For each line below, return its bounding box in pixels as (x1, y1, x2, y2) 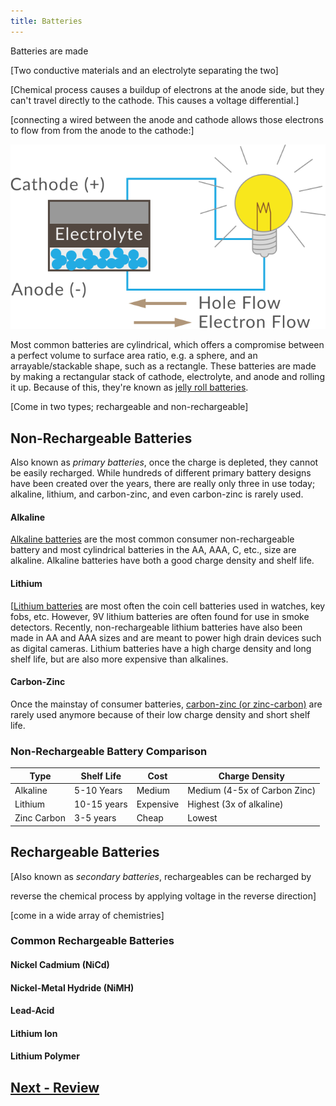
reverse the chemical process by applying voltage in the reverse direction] (10, 890, 317, 902)
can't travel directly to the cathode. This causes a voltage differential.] (10, 94, 300, 106)
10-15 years (74, 798, 128, 810)
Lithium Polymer (10, 1050, 80, 1062)
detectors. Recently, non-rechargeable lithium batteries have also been (10, 621, 303, 633)
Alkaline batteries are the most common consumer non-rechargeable (10, 533, 295, 545)
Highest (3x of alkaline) (187, 798, 284, 810)
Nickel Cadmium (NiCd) (10, 959, 110, 971)
